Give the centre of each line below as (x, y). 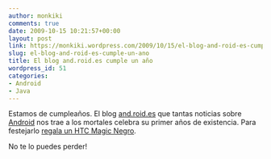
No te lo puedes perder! (48, 147)
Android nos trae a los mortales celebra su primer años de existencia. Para (132, 123)
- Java (19, 91)
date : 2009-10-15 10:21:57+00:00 (65, 31)
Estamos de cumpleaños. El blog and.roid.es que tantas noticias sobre (125, 114)
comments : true (34, 23)
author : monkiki (35, 16)
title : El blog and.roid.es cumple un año (81, 61)
